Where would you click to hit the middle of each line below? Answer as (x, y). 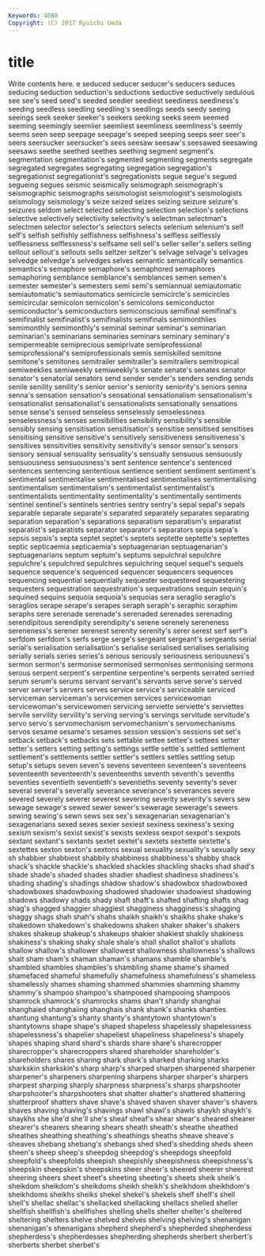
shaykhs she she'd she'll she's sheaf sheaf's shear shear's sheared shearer (132, 1119)
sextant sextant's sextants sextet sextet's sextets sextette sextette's (119, 841)
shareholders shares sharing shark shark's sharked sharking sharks (119, 1060)
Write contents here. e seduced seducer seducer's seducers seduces (122, 84)
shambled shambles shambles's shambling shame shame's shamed (119, 968)
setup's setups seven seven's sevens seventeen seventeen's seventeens (127, 766)
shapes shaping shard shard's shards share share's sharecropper (115, 1043)
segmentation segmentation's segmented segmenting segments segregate (131, 160)
